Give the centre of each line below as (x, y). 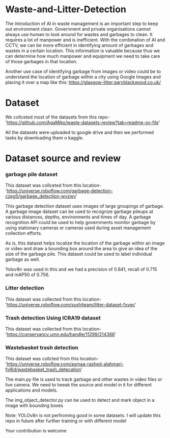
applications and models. (32, 390)
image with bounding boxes (34, 406)
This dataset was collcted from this (42, 359)
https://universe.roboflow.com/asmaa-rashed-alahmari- (65, 364)
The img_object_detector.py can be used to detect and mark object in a (80, 400)
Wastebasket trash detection (42, 347)
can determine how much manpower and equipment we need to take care (83, 56)
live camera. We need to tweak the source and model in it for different (78, 385)
